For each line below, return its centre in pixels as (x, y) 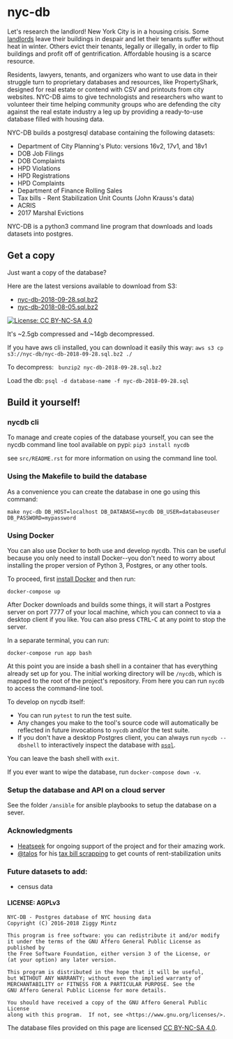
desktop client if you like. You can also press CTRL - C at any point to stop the (116, 620)
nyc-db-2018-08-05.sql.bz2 (58, 307)
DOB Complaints (41, 160)
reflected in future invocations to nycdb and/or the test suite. (104, 730)
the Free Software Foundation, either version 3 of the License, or (109, 954)
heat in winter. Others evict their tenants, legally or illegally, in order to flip (113, 46)
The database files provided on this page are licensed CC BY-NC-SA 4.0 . (112, 1028)
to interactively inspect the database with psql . (108, 745)
